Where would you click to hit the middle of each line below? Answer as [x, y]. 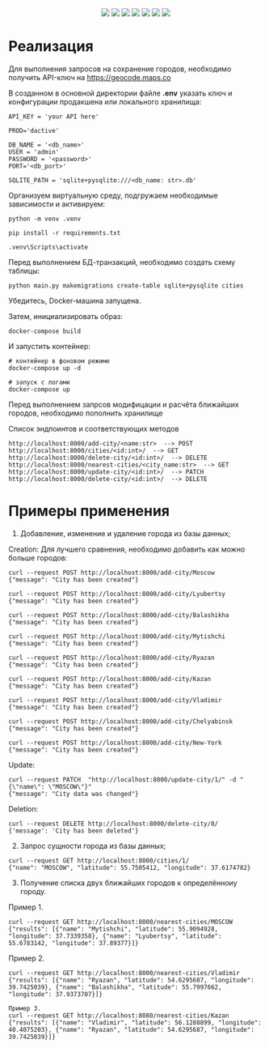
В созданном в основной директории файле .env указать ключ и [120, 93]
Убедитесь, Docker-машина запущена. [75, 300]
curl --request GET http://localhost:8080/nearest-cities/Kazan [119, 1016]
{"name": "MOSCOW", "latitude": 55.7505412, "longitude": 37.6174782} [130, 867]
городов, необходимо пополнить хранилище [86, 413]
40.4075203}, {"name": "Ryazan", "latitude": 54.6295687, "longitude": [131, 1029]
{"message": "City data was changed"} [74, 794]
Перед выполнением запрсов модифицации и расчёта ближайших [124, 404]
